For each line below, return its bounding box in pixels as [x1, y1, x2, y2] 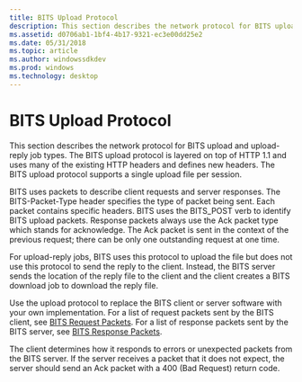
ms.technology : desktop [9, 72, 99, 81]
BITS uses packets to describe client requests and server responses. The [9, 186, 281, 197]
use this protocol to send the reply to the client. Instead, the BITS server [9, 261, 276, 271]
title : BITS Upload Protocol [9, 13, 119, 22]
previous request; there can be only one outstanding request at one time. [9, 234, 280, 244]
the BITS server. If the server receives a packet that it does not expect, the [9, 352, 285, 364]
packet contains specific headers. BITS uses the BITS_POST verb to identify [9, 205, 291, 216]
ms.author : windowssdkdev [9, 55, 106, 64]
